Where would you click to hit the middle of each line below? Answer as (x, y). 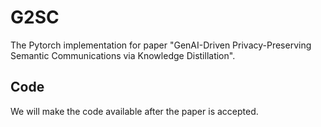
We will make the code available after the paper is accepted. (134, 111)
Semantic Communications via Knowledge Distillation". (123, 55)
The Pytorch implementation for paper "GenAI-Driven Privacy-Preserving (161, 45)
